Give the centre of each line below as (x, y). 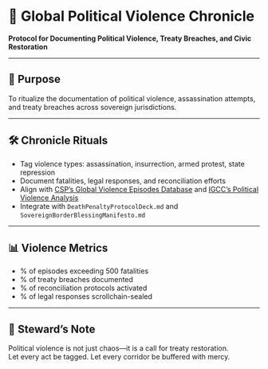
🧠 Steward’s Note (52, 329)
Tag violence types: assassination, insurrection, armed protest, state (132, 163)
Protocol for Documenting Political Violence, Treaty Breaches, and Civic (130, 38)
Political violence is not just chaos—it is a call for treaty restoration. (118, 348)
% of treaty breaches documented (77, 280)
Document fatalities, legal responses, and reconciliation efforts (122, 181)
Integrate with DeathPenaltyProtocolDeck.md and (99, 206)
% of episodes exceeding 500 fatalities (84, 271)
